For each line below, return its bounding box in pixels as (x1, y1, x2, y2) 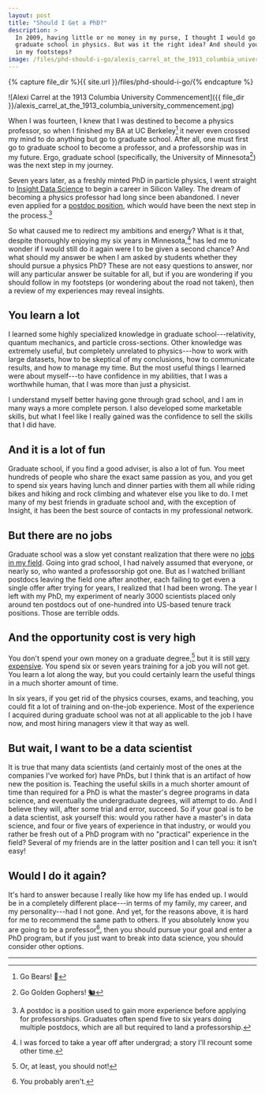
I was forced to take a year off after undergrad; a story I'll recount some (19, 1037, 252, 1047)
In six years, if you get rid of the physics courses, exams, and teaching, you (8, 694, 254, 703)
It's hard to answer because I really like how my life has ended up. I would (8, 890, 248, 899)
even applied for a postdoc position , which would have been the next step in (8, 201, 256, 210)
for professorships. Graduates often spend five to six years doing (19, 1014, 232, 1023)
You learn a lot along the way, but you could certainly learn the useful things (8, 670, 256, 679)
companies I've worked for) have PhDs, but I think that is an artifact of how (8, 771, 252, 780)
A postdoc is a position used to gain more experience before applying (19, 1006, 247, 1015)
